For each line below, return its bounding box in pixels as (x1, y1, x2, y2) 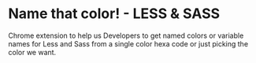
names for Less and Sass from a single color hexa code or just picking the (8, 39, 249, 48)
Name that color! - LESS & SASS (8, 5, 221, 23)
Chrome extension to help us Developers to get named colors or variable (8, 31, 244, 40)
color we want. (8, 47, 57, 57)
